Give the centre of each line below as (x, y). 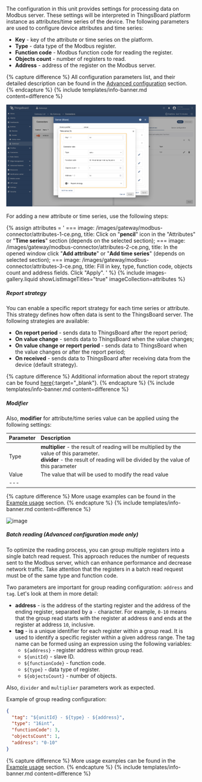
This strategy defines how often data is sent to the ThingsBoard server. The (100, 314)
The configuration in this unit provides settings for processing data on (93, 9)
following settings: (29, 424)
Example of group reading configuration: (57, 699)
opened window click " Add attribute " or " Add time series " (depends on (96, 253)
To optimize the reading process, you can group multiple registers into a (95, 550)
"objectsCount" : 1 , (36, 736)
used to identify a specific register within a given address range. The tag (105, 637)
